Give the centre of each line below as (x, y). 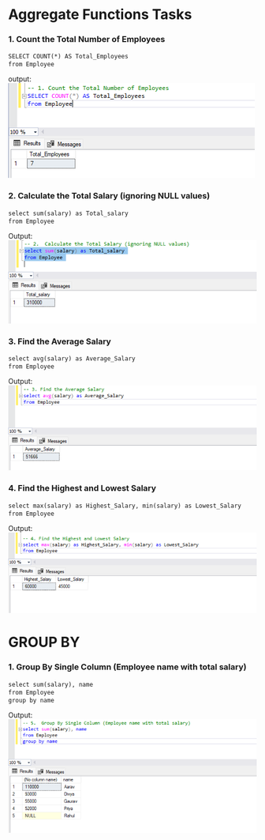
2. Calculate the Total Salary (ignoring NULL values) (109, 196)
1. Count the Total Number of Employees (87, 40)
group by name (32, 700)
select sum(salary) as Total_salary (68, 213)
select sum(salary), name (50, 684)
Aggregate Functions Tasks (100, 15)
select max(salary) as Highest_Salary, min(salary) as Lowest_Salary (125, 506)
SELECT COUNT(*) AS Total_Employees (68, 57)
